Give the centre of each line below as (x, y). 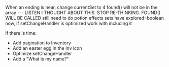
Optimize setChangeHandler (42, 53)
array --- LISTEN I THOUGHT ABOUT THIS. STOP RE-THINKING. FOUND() (83, 13)
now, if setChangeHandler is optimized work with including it (69, 23)
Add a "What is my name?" (41, 59)
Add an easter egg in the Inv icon (47, 48)
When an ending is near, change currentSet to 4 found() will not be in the (82, 7)
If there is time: (21, 33)
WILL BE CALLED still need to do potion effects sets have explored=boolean (84, 18)
